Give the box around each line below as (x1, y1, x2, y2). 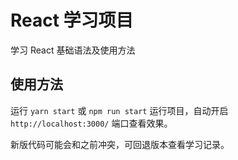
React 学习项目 (10, 9, 134, 32)
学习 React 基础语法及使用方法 (10, 44, 136, 56)
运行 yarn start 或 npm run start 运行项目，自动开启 (10, 104, 229, 116)
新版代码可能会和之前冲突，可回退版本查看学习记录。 (10, 138, 230, 150)
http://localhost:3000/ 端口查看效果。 (10, 117, 173, 129)
